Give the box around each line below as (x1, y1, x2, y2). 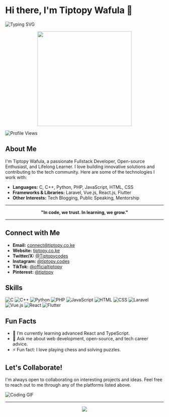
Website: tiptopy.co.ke (12, 247, 60, 253)
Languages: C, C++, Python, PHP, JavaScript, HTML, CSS (12, 184, 134, 190)
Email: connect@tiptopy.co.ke (12, 242, 75, 248)
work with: (5, 174, 27, 180)
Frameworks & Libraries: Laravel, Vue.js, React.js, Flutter (12, 189, 132, 195)
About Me (5, 145, 37, 153)
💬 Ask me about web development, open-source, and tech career (12, 336, 148, 342)
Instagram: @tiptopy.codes (12, 258, 70, 264)
